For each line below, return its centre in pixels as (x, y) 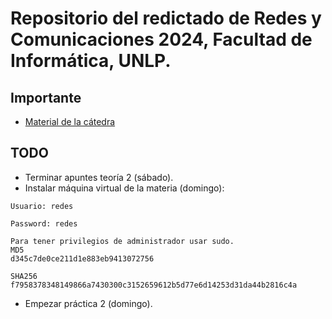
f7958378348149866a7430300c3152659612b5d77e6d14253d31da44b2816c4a (154, 285)
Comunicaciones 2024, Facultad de (161, 39)
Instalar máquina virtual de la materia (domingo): (124, 188)
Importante (46, 97)
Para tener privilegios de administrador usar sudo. (122, 241)
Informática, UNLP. (91, 61)
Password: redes (44, 223)
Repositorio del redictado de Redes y (166, 18)
